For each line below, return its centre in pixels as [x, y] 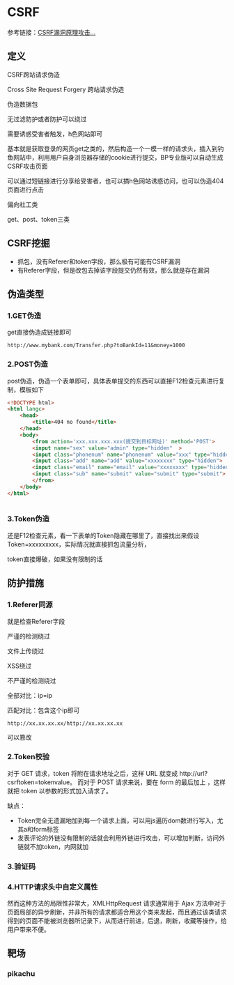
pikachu [21, 974]
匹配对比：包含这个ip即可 [44, 710]
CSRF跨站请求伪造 [34, 75]
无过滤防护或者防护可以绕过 [47, 119]
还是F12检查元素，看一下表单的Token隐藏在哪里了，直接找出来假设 [103, 535]
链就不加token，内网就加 [53, 846]
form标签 [46, 829]
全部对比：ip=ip [30, 695]
